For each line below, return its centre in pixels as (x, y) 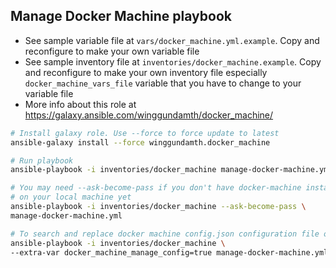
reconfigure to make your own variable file (112, 51)
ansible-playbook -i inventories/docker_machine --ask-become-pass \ (158, 207)
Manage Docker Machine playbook (121, 16)
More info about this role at (80, 104)
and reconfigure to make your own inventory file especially (146, 72)
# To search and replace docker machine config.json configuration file (165, 234)
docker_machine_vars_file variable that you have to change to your (163, 83)
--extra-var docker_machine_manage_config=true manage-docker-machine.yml (169, 252)
